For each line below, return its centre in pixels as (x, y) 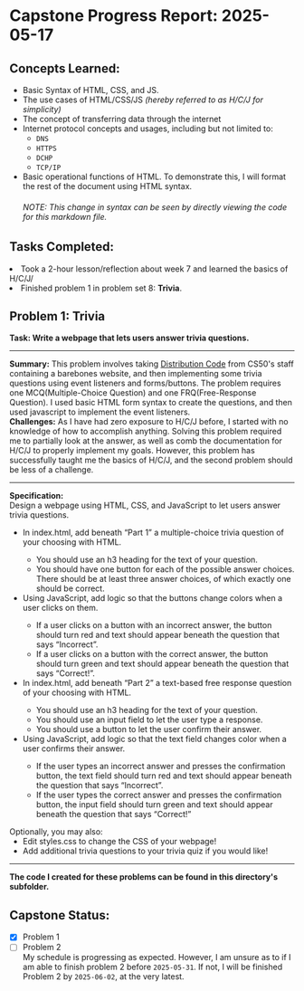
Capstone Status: (60, 915)
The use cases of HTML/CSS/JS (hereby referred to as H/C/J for (143, 100)
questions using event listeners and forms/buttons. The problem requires (146, 383)
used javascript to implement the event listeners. (100, 412)
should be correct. (71, 588)
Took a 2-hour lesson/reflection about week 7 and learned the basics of (155, 269)
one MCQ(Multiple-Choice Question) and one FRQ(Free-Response (133, 393)
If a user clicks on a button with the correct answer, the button (152, 654)
